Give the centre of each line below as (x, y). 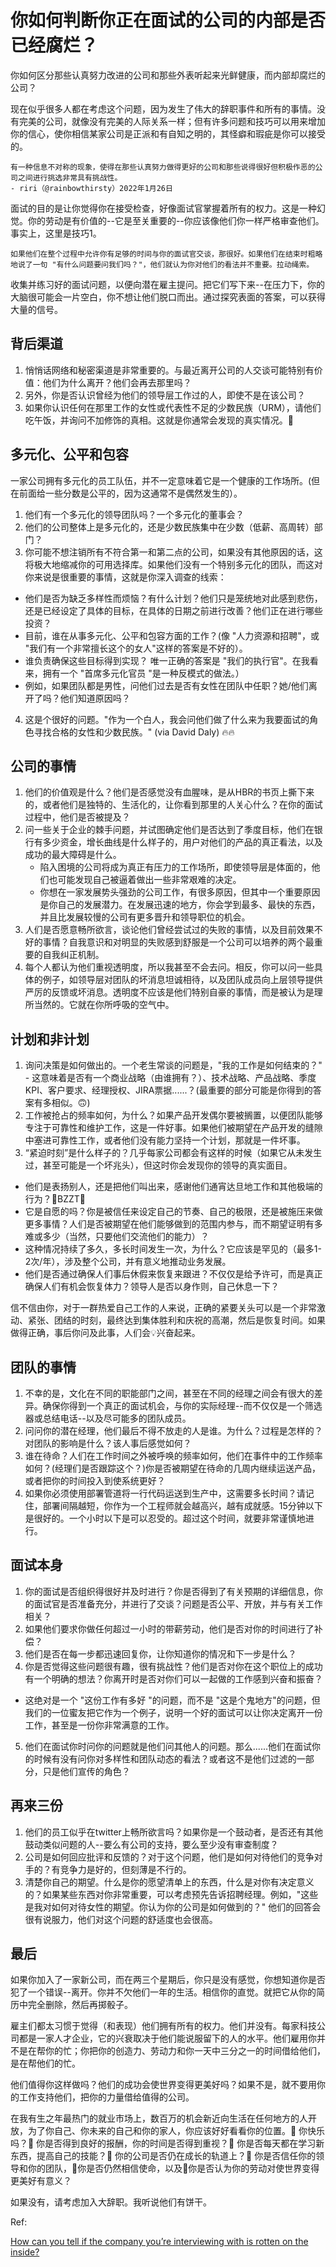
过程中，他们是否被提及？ (77, 817)
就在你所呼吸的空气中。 (126, 1005)
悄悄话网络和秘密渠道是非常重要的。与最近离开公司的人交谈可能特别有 (169, 370)
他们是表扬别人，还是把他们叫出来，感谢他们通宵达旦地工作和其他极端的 (173, 1187)
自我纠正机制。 (73, 955)
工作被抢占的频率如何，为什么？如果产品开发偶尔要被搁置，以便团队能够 (173, 1115)
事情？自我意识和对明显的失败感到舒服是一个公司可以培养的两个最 (178, 942)
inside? (25, 2252)
